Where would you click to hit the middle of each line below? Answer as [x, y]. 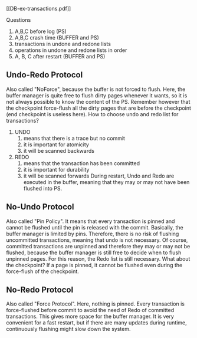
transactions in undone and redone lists [63, 44]
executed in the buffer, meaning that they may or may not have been [106, 182]
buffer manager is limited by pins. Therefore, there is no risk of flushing [93, 234]
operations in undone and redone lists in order [71, 50]
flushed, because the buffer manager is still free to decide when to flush [94, 252]
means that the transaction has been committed [82, 163]
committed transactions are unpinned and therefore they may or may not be [98, 246]
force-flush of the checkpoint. [43, 271]
